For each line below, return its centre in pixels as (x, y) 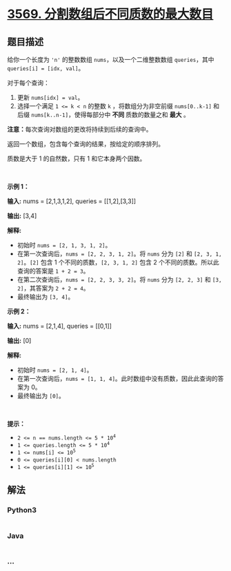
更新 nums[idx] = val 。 (50, 97)
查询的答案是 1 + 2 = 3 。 (53, 271)
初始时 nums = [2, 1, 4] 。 (55, 370)
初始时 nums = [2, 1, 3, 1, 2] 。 (64, 245)
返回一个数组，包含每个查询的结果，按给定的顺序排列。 (86, 144)
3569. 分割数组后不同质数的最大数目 (110, 14)
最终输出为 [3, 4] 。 (46, 297)
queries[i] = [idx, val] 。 (46, 68)
